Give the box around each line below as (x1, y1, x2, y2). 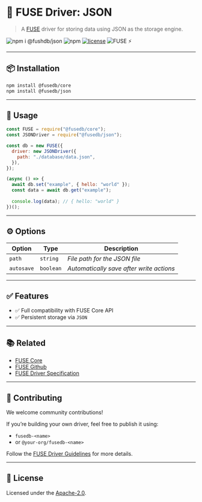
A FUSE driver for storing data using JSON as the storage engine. (20, 25, 183, 33)
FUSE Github (14, 364, 47, 371)
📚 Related (6, 338, 46, 348)
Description (104, 244, 138, 252)
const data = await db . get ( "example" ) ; (11, 187, 112, 193)
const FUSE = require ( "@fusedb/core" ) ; (6, 126, 106, 132)
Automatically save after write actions (67, 264, 176, 273)
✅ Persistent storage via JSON (14, 314, 88, 321)
